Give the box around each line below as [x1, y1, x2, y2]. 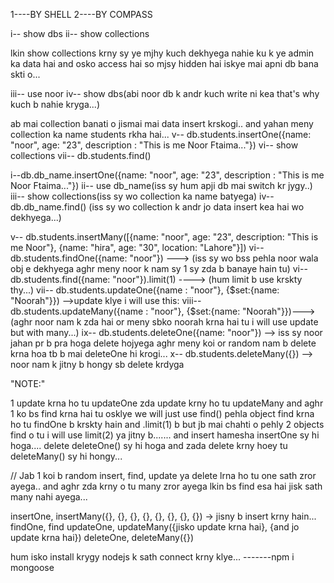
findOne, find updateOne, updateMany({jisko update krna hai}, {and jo [10, 521, 300, 533]
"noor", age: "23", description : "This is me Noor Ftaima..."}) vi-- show [10, 139, 299, 151]
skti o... [10, 69, 41, 80]
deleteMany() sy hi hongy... [10, 450, 123, 462]
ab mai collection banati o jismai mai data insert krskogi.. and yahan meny [10, 118, 314, 129]
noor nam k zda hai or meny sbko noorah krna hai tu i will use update [34, 316, 319, 328]
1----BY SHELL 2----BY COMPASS [10, 9, 153, 20]
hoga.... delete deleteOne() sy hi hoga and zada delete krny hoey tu [10, 440, 288, 451]
